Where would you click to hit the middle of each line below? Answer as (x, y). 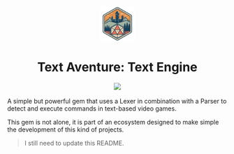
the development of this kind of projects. (66, 129)
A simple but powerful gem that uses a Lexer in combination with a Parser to (117, 101)
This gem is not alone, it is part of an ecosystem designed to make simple (113, 122)
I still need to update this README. (74, 143)
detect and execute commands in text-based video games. (92, 108)
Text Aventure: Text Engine (117, 68)
